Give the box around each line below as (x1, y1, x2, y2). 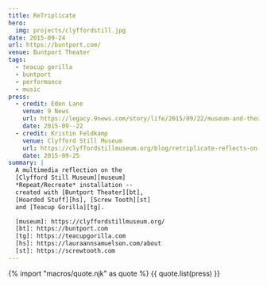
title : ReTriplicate (8, 11, 77, 20)
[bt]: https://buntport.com (15, 225, 109, 233)
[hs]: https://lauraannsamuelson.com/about (15, 239, 161, 248)
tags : (8, 56, 26, 64)
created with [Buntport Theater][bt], (15, 188, 145, 196)
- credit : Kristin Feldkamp (15, 129, 109, 137)
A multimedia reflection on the (15, 166, 123, 174)
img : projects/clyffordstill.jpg (15, 26, 126, 34)
